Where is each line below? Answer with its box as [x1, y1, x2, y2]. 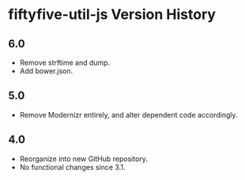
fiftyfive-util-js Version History [8, 6, 216, 24]
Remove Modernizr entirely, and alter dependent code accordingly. [19, 110, 239, 119]
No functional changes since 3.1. [19, 162, 126, 171]
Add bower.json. [19, 66, 73, 76]
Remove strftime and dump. [19, 58, 111, 67]
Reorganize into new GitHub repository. [19, 154, 149, 163]
